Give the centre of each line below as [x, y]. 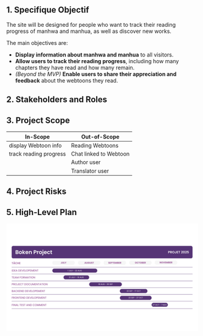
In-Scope [38, 137]
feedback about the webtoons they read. [67, 80]
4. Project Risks [36, 192]
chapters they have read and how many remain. [75, 67]
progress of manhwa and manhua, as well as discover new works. [89, 31]
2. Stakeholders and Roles [57, 100]
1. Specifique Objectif [48, 10]
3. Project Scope [38, 120]
